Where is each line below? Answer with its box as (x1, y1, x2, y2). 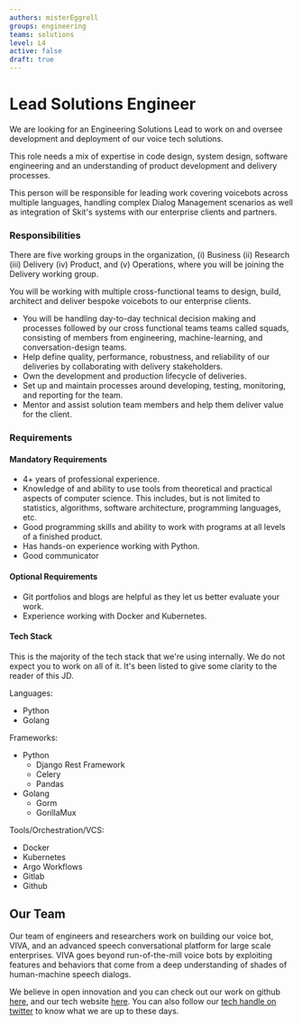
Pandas (35, 778, 65, 789)
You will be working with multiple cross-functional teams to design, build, (9, 286, 281, 297)
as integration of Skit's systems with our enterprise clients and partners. (9, 206, 278, 217)
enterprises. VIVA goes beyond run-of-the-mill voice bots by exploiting (9, 949, 273, 960)
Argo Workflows (22, 861, 83, 872)
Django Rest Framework (35, 759, 125, 770)
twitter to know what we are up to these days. (9, 1005, 179, 1016)
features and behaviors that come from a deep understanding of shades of (9, 959, 288, 970)
